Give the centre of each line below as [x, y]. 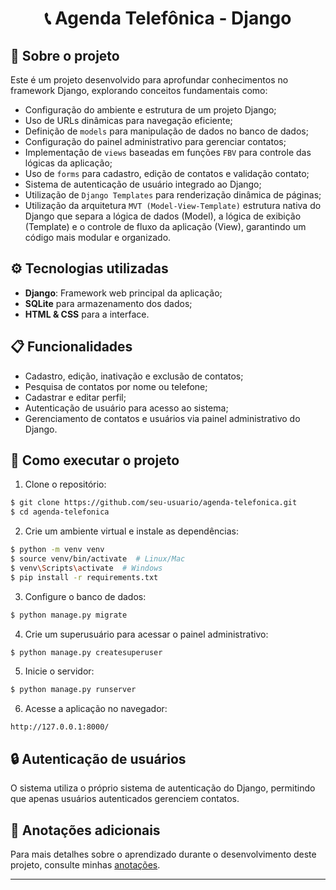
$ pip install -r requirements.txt [84, 577]
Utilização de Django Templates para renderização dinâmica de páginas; [173, 195]
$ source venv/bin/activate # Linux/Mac [98, 559]
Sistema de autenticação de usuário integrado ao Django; [143, 184]
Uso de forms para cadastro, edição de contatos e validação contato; [167, 173]
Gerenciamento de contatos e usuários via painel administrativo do [162, 418]
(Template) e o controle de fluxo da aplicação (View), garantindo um [165, 226]
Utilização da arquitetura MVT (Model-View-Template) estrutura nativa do [173, 205]
